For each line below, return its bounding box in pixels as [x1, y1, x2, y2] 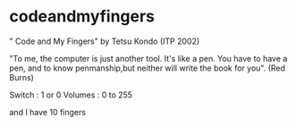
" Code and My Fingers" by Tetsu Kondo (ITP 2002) [9, 36, 200, 46]
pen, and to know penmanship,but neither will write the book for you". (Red [9, 63, 286, 73]
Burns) [9, 71, 34, 82]
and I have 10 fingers [9, 106, 87, 117]
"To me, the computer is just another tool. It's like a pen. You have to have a [9, 53, 288, 63]
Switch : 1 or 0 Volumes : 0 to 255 [9, 89, 132, 100]
